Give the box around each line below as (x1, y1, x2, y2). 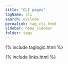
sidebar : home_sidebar (5, 26, 52, 31)
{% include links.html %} (5, 54, 56, 60)
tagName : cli (5, 12, 32, 17)
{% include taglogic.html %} (5, 44, 63, 50)
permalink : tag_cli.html (5, 21, 57, 26)
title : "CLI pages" (5, 7, 46, 12)
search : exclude (5, 16, 39, 21)
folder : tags (5, 30, 32, 35)
